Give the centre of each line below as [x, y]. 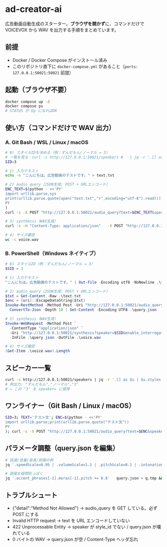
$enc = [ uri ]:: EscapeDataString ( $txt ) [45, 300]
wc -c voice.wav [22, 240]
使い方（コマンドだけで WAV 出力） [60, 128]
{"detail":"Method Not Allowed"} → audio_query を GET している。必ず [85, 508]
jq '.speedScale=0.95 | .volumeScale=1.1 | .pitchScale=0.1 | [71, 465]
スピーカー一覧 [28, 368]
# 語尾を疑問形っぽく [24, 474]
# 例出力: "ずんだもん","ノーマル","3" [42, 384]
